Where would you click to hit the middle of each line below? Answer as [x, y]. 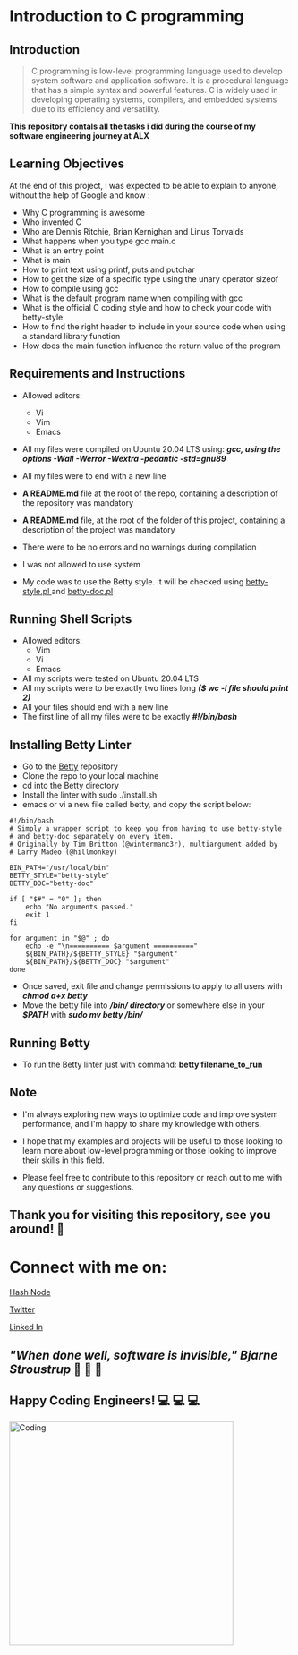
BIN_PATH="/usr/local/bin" [60, 868]
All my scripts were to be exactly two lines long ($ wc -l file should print [155, 688]
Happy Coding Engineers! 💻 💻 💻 [105, 1400]
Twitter [22, 1309]
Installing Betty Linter [70, 745]
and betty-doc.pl [82, 591]
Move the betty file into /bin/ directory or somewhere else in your [144, 1005]
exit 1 [38, 915]
